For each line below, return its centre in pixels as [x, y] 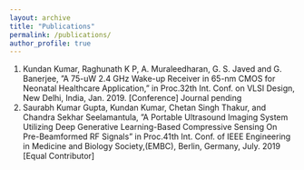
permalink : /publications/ [60, 35]
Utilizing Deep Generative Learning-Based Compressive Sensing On [150, 127]
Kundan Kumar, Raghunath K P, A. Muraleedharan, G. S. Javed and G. [152, 69]
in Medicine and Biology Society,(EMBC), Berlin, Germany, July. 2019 [152, 146]
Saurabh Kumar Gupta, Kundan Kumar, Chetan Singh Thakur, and [144, 108]
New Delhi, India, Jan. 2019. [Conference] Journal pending [132, 98]
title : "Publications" [52, 26]
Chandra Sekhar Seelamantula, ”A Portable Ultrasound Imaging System [155, 117]
